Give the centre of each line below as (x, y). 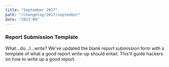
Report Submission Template (42, 37)
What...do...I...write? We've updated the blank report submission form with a (85, 48)
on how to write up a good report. (40, 59)
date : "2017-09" (22, 19)
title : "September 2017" (31, 10)
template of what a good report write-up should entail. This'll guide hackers (84, 53)
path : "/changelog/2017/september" (43, 15)
